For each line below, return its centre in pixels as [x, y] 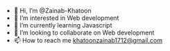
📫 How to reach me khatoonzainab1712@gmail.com [88, 40]
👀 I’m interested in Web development [66, 18]
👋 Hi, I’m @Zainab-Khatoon [52, 11]
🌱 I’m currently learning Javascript [63, 25]
